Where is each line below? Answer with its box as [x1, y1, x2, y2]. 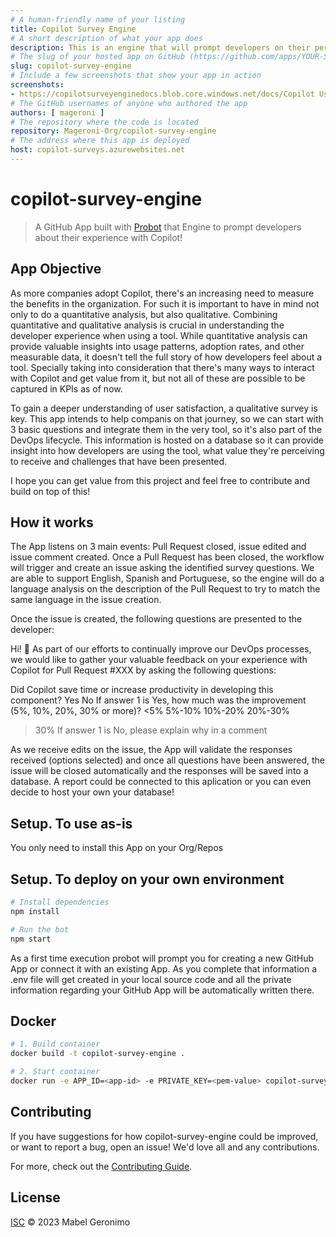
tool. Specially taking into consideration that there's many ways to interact [10, 361, 315, 373]
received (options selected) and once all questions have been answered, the [10, 754, 325, 766]
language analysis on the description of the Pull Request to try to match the [10, 583, 321, 595]
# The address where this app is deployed [10, 136, 190, 146]
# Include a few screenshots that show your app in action [10, 71, 262, 81]
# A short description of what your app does [10, 33, 203, 43]
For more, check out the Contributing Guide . [10, 1160, 193, 1172]
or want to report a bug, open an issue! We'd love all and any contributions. [10, 1141, 320, 1153]
